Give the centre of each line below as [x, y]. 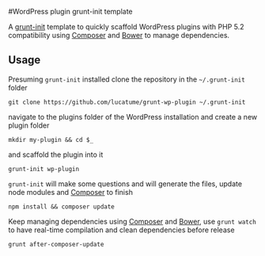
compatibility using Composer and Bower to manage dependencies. [119, 35]
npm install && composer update [61, 206]
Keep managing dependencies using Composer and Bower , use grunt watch [132, 221]
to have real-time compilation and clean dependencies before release [121, 230]
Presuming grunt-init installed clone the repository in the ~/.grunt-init [127, 79]
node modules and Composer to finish [70, 192]
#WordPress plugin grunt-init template [70, 11]
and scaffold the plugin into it [56, 155]
